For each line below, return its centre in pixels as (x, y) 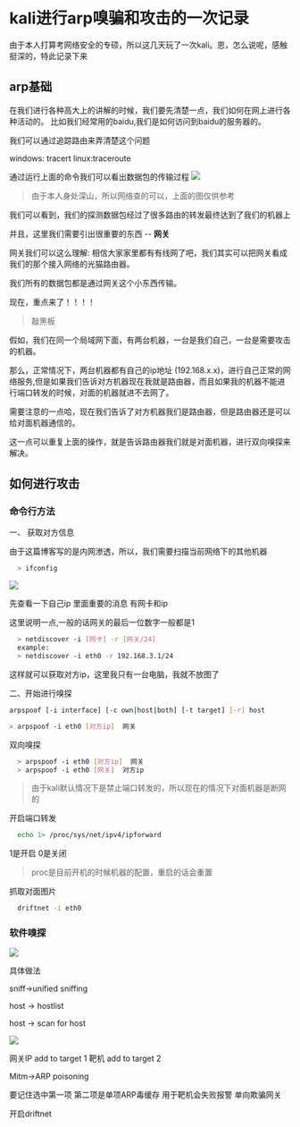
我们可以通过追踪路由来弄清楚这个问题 (79, 140)
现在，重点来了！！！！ (52, 301)
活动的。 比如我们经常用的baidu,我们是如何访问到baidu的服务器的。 (141, 121)
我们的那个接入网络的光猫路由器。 (72, 264)
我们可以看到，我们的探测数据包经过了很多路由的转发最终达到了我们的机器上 (150, 215)
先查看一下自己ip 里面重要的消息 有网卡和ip (88, 604)
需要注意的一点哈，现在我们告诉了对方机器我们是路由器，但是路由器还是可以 (150, 411)
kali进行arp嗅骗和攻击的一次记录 (129, 18)
